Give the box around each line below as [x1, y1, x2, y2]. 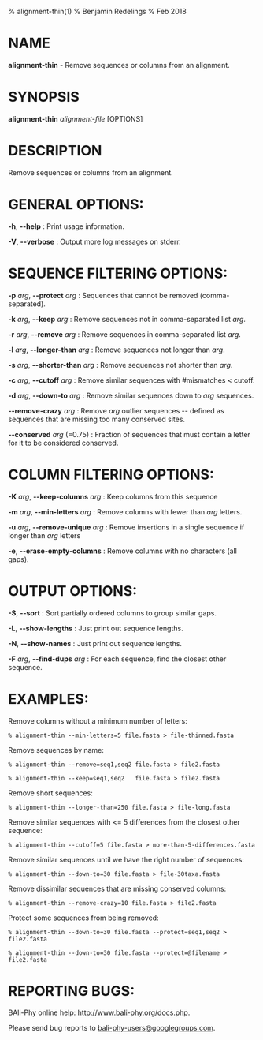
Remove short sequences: [8, 788, 93, 798]
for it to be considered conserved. [8, 438, 119, 447]
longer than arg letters [8, 530, 81, 540]
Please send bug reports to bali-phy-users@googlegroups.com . [8, 1023, 216, 1033]
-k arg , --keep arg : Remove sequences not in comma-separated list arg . [8, 314, 246, 324]
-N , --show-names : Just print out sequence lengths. [8, 638, 183, 648]
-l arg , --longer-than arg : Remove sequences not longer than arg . [8, 345, 226, 354]
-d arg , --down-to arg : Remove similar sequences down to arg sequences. [8, 391, 254, 400]
